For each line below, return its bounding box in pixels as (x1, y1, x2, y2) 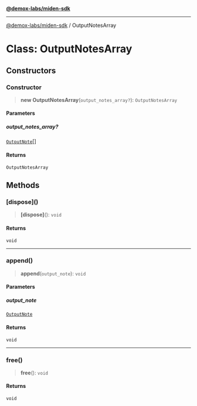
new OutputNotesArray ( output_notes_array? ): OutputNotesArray (20, 96, 178, 103)
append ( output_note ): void (20, 269, 86, 277)
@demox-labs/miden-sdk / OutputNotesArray (6, 22, 117, 29)
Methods (6, 180, 40, 190)
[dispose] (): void (20, 211, 62, 219)
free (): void (20, 369, 49, 376)
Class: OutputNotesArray (6, 42, 133, 56)
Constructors (6, 66, 56, 76)
